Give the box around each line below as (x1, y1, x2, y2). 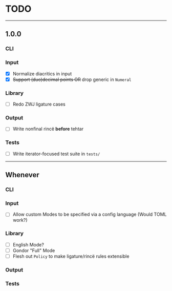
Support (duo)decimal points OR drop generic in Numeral (12, 76, 132, 82)
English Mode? (12, 241, 45, 247)
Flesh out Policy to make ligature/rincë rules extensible (12, 253, 130, 259)
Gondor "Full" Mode (12, 247, 55, 254)
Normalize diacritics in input (12, 70, 72, 77)
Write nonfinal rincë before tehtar (12, 126, 83, 132)
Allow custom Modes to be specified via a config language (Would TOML (12, 211, 167, 218)
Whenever (5, 171, 39, 179)
